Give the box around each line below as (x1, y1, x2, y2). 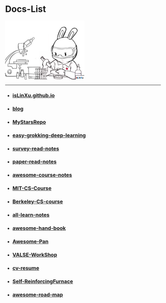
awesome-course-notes (12, 172, 73, 179)
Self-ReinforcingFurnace (12, 278, 73, 285)
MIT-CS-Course (12, 185, 52, 192)
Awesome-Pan (12, 238, 48, 245)
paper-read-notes (12, 158, 57, 165)
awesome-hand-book (12, 225, 66, 232)
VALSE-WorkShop (12, 251, 57, 258)
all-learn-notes (12, 211, 50, 218)
